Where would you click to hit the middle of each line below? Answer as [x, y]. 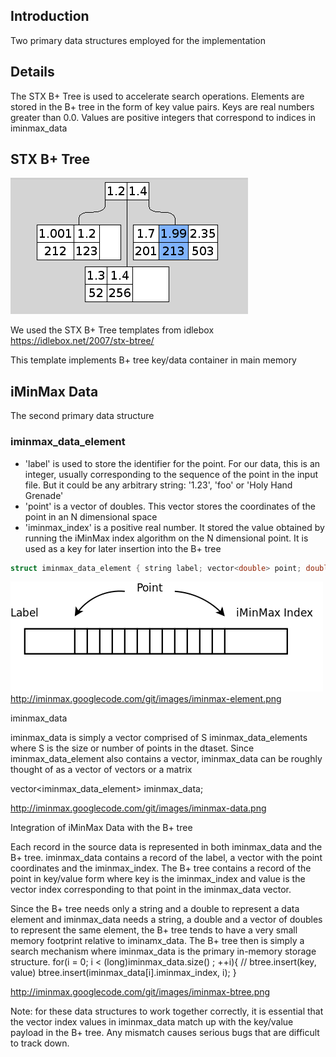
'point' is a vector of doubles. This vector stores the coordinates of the [170, 506]
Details [32, 72]
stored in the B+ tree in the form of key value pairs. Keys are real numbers [162, 106]
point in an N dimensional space [91, 516]
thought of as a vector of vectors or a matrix [101, 770]
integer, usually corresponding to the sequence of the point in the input [171, 474]
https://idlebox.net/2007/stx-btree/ [82, 341]
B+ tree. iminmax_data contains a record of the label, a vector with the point [166, 858]
